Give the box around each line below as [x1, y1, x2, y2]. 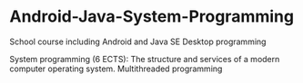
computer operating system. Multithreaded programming [9, 63, 223, 74]
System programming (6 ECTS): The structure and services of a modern [9, 53, 280, 64]
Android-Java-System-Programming [9, 6, 294, 27]
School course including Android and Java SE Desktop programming [9, 36, 267, 47]
